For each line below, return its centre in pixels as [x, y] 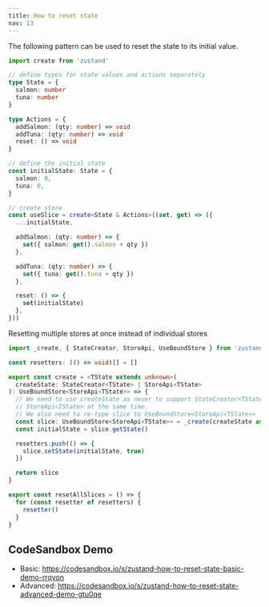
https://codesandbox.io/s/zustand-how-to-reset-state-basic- [143, 569]
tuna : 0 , [30, 186]
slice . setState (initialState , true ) [84, 451]
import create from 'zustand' [59, 61]
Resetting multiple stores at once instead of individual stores [108, 333]
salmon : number [41, 90]
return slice [37, 473]
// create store [35, 208]
